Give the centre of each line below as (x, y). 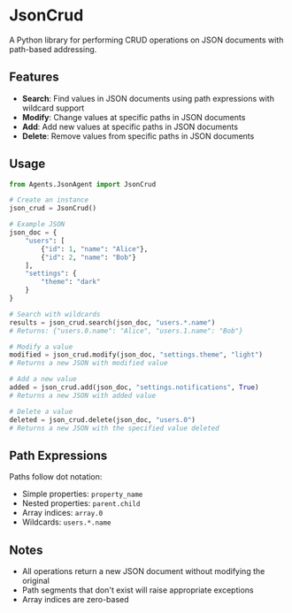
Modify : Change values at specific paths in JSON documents (134, 117)
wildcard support (53, 108)
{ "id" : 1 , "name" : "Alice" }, (95, 249)
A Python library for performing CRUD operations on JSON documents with (146, 40)
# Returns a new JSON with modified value (88, 364)
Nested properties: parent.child (81, 503)
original (36, 581)
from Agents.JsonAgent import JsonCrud (83, 184)
